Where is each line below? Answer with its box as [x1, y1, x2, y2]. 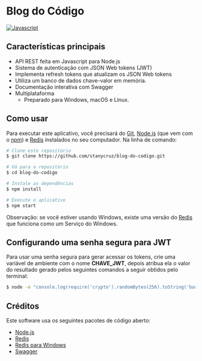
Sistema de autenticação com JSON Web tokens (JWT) [14, 64, 152, 71]
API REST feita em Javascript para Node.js [14, 57, 121, 64]
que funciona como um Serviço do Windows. [6, 220, 118, 227]
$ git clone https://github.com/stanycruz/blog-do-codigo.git [6, 153, 165, 159]
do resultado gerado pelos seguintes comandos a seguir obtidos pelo [6, 266, 179, 274]
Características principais [6, 42, 106, 52]
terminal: [6, 272, 28, 280]
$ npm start [6, 202, 36, 209]
